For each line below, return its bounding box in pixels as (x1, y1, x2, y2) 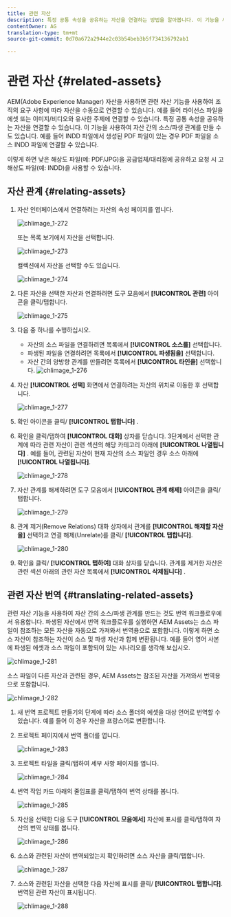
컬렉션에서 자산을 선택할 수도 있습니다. (16, 261, 120, 269)
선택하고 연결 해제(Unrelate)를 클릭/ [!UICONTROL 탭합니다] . (26, 530, 193, 539)
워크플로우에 (188, 609, 222, 617)
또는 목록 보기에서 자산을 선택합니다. (16, 233, 115, 241)
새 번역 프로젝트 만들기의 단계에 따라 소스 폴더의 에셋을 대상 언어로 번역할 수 (16, 708, 221, 716)
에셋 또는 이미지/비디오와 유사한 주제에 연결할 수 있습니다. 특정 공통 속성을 (7, 115, 206, 123)
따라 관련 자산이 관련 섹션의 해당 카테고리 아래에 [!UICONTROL (30, 440, 201, 449)
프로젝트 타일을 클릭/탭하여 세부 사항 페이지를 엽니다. (16, 759, 159, 767)
